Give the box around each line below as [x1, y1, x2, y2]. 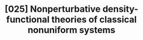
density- [102, 3, 139, 15]
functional [6, 14, 50, 25]
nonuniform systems [27, 25, 116, 36]
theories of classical [51, 14, 137, 25]
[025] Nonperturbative [4, 3, 101, 15]
